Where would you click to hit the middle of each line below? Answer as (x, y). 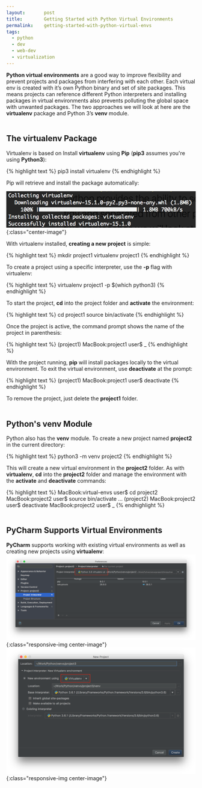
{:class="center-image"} (37, 232)
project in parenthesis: (34, 333)
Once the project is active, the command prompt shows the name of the (95, 326)
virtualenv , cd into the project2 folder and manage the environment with (96, 474)
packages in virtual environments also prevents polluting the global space (97, 100)
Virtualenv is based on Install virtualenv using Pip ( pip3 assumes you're (96, 153)
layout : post (31, 13)
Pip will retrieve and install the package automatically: (73, 183)
